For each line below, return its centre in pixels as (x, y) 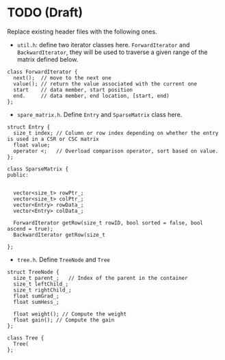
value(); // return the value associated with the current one (105, 83)
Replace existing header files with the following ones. (82, 31)
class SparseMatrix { (38, 169)
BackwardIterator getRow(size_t (59, 235)
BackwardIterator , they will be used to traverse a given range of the (112, 52)
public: (18, 175)
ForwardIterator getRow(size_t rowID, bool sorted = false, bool (108, 223)
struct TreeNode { (33, 272)
